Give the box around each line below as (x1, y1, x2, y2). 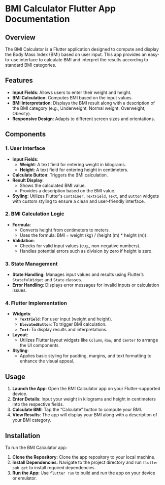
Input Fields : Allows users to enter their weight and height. (12, 89, 132, 95)
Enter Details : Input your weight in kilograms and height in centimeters (12, 396, 156, 402)
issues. (12, 287, 27, 293)
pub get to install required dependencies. (12, 465, 96, 471)
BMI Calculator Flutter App (5, 3, 116, 14)
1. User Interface (5, 145, 45, 152)
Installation (5, 431, 40, 440)
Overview (5, 33, 36, 42)
